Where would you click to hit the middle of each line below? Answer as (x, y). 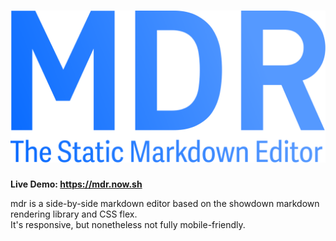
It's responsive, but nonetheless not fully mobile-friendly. (128, 225)
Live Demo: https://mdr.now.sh (76, 184)
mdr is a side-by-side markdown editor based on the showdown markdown (165, 204)
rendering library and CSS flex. (74, 214)
